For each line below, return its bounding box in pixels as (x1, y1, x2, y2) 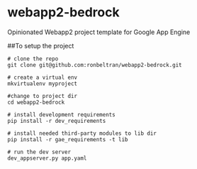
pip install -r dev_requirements (7, 117, 106, 124)
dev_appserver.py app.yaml (7, 154, 87, 162)
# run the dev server (7, 148, 72, 156)
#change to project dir (7, 92, 78, 99)
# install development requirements (7, 111, 116, 118)
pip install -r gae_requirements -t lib (7, 136, 129, 143)
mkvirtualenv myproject (7, 80, 78, 87)
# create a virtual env (7, 74, 78, 81)
